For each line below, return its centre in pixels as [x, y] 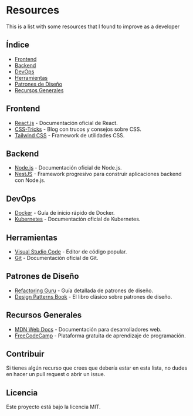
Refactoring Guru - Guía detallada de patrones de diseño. [84, 290]
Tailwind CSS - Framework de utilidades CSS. [70, 135]
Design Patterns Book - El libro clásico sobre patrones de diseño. [93, 296]
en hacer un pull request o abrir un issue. [56, 374]
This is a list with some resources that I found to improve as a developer [93, 26]
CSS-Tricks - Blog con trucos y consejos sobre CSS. [78, 129]
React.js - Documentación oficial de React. [66, 123]
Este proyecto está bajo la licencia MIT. [53, 407]
